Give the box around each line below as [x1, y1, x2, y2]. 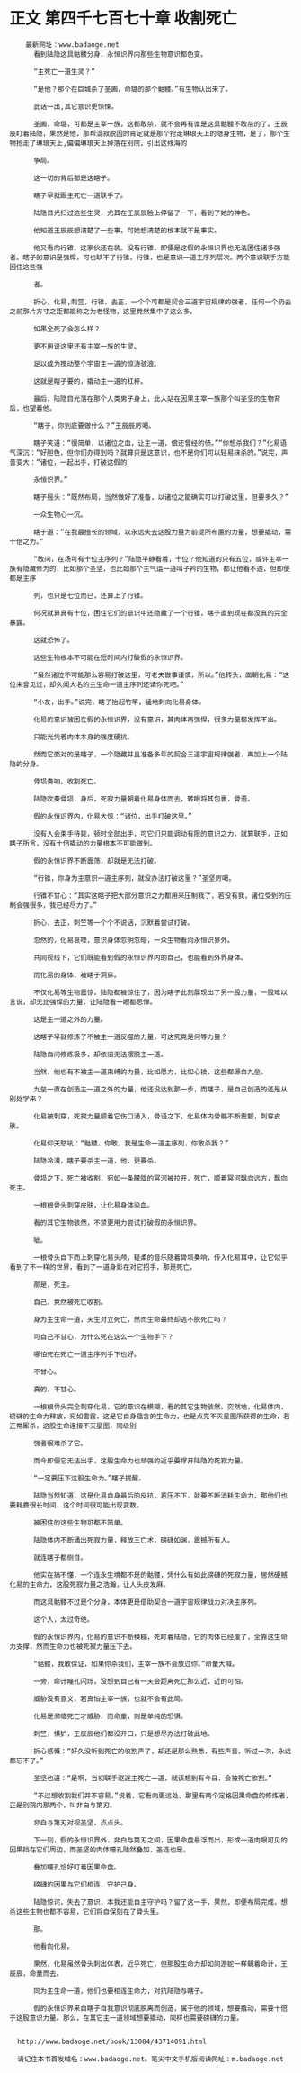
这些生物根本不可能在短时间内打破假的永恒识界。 [32, 653, 188, 662]
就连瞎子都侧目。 [32, 1552, 88, 1562]
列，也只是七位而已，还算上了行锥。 [32, 591, 148, 600]
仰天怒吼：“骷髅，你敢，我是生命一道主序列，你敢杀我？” [46, 1138, 229, 1148]
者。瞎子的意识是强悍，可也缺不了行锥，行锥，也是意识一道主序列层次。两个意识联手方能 [9, 253, 290, 262]
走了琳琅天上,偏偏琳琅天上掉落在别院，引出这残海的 [22, 139, 188, 148]
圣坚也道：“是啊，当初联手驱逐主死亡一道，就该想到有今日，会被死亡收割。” [32, 1773, 272, 1783]
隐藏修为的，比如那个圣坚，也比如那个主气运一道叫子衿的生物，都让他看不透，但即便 [22, 564, 290, 573]
